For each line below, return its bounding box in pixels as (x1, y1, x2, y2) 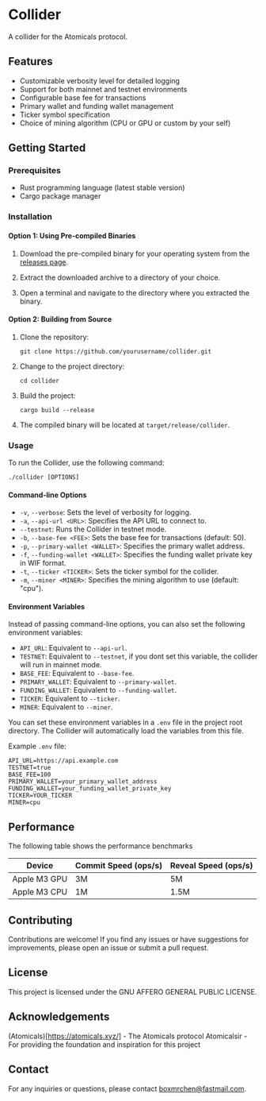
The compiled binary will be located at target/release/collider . (19, 419, 230, 430)
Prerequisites (8, 165, 61, 176)
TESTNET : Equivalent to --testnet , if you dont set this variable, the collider (19, 651, 258, 661)
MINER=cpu (8, 798, 41, 807)
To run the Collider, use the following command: (8, 458, 165, 468)
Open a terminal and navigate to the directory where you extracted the (19, 288, 250, 297)
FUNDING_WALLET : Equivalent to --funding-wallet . (19, 686, 177, 695)
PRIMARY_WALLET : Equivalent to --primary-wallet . (19, 677, 177, 686)
